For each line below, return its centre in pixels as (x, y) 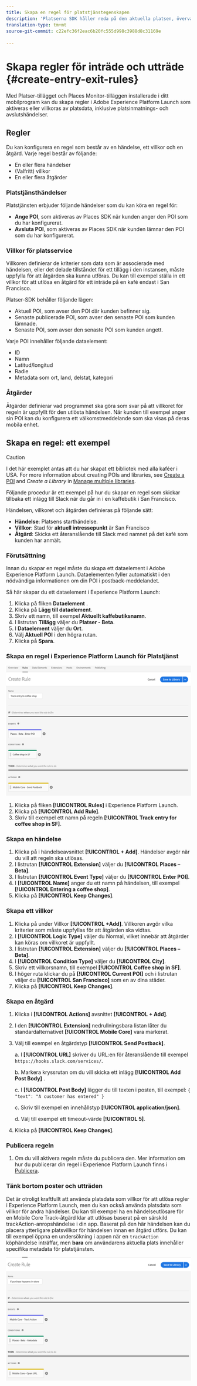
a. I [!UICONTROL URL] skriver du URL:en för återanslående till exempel (101, 1054)
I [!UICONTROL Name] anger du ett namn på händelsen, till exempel (97, 883)
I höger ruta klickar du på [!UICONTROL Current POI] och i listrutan (96, 973)
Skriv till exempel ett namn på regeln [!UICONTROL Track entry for (96, 818)
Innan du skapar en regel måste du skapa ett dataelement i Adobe (86, 568)
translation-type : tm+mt (36, 25)
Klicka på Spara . (34, 641)
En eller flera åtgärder (41, 177)
